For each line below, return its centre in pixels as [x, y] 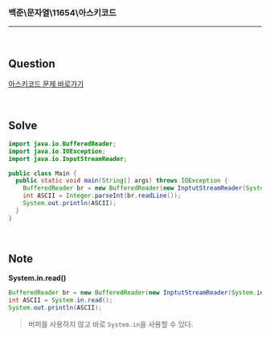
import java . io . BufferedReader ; [62, 144]
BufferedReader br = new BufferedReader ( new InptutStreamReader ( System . [133, 293]
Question [32, 63]
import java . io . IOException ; [57, 151]
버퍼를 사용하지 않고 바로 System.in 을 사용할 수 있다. [110, 324]
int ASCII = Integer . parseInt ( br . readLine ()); [102, 196]
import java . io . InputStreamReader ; [68, 158]
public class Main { [43, 173]
